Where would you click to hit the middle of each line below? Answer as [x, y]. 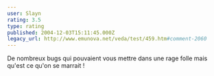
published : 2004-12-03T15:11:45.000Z [61, 33]
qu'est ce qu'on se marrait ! [46, 66]
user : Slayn [24, 13]
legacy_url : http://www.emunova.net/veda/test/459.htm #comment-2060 [107, 39]
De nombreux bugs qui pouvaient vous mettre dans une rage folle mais [107, 58]
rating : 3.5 [24, 20]
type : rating [26, 26]
